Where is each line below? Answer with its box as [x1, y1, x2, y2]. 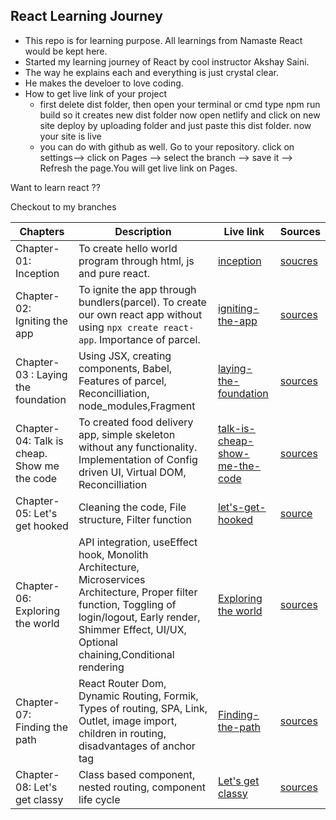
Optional [78, 635, 118, 649]
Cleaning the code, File [78, 500, 187, 514]
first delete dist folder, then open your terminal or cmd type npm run [39, 98, 321, 110]
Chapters [19, 224, 65, 238]
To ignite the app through [78, 282, 197, 296]
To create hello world [78, 241, 178, 255]
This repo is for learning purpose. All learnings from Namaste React [24, 34, 303, 46]
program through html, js [78, 254, 195, 268]
